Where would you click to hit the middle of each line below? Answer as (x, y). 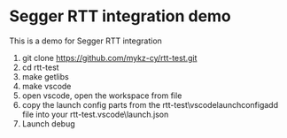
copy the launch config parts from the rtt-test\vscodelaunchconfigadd (150, 104)
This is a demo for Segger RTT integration (85, 41)
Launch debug (48, 123)
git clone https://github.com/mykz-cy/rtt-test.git (109, 57)
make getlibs (45, 76)
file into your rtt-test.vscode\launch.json (95, 114)
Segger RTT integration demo (120, 16)
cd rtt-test (40, 67)
